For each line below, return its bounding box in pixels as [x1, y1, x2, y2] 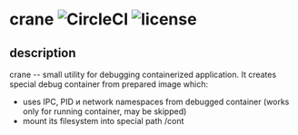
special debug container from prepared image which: [9, 79, 209, 90]
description [9, 45, 76, 61]
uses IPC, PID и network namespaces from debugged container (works [22, 96, 290, 107]
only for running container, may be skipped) [22, 106, 187, 117]
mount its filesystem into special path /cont [22, 116, 184, 126]
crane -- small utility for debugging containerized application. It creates [9, 69, 277, 80]
